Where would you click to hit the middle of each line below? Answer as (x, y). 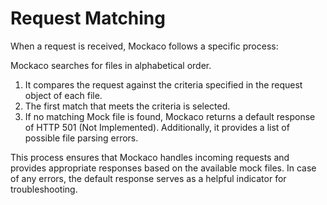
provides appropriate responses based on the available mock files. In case (163, 168)
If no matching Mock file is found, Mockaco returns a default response (170, 116)
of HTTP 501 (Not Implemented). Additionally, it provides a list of (157, 127)
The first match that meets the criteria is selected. (127, 106)
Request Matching (88, 18)
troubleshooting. (44, 189)
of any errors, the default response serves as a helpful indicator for (148, 178)
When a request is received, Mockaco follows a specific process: (144, 46)
